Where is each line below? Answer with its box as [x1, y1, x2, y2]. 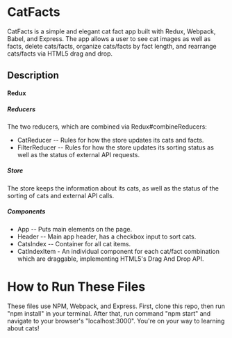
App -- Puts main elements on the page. [17, 225, 133, 233]
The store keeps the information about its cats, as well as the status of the [7, 184, 219, 192]
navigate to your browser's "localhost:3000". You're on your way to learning [7, 316, 225, 325]
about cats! [7, 324, 40, 332]
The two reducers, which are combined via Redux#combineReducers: [7, 122, 207, 131]
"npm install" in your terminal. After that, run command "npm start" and [7, 309, 211, 317]
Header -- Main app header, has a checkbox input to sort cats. [17, 232, 197, 241]
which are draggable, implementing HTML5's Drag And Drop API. [17, 255, 204, 263]
